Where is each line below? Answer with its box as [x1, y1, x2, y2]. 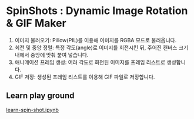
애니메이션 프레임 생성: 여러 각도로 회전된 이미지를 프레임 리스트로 [14, 59, 166, 66]
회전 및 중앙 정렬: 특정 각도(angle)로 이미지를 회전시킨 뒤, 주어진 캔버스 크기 [14, 44, 189, 51]
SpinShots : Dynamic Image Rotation [6, 4, 188, 18]
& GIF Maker [6, 16, 66, 30]
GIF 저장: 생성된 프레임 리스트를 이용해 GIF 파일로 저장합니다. [14, 73, 155, 80]
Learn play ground [6, 91, 75, 101]
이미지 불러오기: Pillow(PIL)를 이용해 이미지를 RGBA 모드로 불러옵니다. [14, 36, 177, 43]
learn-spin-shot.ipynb [6, 106, 59, 113]
